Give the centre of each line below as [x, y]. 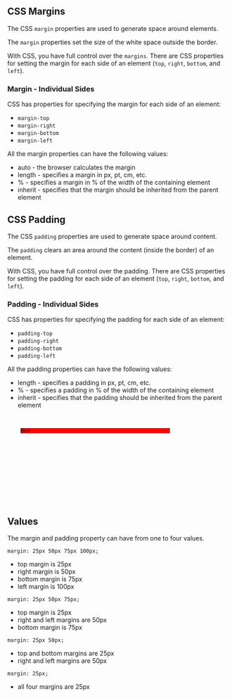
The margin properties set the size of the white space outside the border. [112, 42]
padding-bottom [40, 349]
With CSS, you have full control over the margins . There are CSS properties [115, 56]
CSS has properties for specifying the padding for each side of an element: [116, 320]
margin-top [33, 119]
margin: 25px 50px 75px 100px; [53, 551]
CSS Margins [36, 12]
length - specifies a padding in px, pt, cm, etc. [84, 383]
